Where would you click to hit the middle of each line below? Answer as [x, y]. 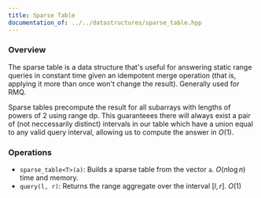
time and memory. [49, 178]
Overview [27, 50]
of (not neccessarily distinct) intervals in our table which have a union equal [131, 124]
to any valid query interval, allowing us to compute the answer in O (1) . [121, 132]
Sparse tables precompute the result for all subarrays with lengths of [119, 107]
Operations [30, 152]
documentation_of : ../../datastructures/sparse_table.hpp [105, 23]
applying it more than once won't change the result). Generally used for [124, 84]
